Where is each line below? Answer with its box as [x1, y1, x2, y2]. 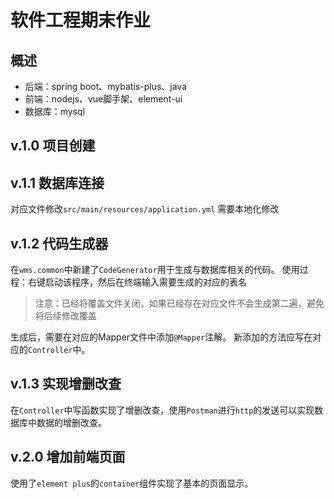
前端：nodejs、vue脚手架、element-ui [24, 93, 183, 105]
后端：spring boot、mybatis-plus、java [24, 81, 187, 92]
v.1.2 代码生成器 [10, 235, 109, 252]
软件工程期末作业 [10, 9, 152, 32]
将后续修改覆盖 [34, 310, 97, 322]
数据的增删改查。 [36, 416, 107, 428]
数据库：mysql [24, 106, 86, 117]
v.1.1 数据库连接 [10, 174, 105, 191]
